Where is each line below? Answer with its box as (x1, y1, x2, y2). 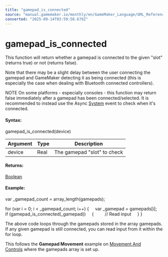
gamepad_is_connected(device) (5, 128, 71, 134)
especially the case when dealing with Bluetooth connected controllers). (5, 80, 154, 86)
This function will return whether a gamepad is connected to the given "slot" (5, 54, 162, 60)
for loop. (5, 231, 23, 237)
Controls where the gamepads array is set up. (5, 246, 99, 252)
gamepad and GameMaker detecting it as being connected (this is (5, 75, 141, 81)
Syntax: (5, 117, 22, 123)
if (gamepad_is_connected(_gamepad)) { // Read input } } (5, 211, 142, 217)
